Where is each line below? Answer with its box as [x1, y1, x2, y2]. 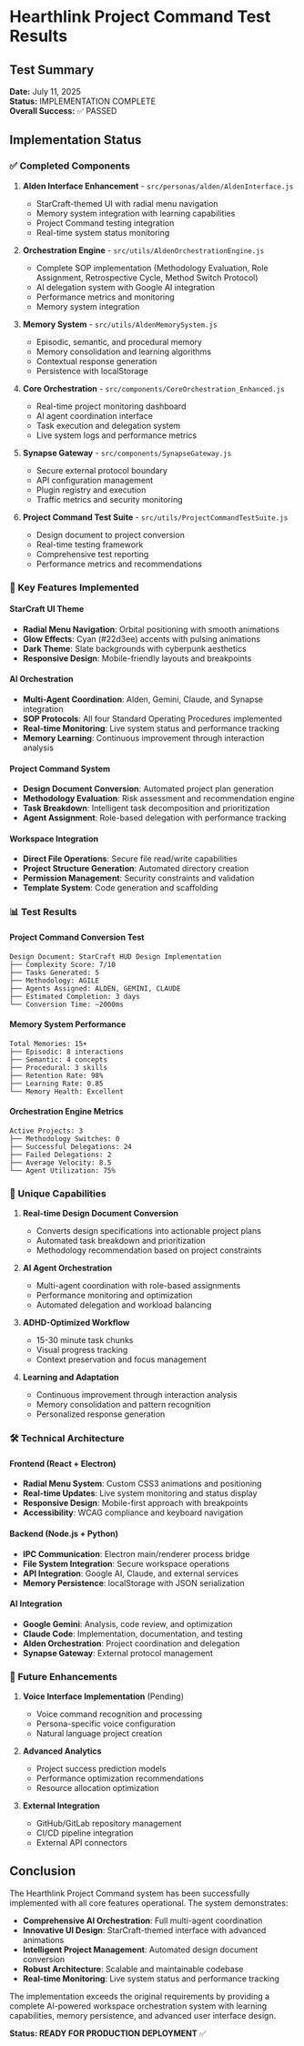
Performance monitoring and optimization [35, 1290, 193, 1301]
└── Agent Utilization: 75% [9, 1166, 117, 1176]
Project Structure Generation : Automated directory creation [22, 863, 249, 874]
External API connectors [35, 1837, 127, 1848]
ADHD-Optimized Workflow [22, 1318, 130, 1328]
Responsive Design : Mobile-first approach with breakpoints [22, 1498, 248, 1509]
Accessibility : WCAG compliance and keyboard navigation [22, 1507, 244, 1518]
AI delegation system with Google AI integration [35, 281, 216, 292]
